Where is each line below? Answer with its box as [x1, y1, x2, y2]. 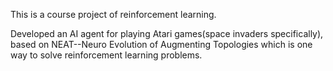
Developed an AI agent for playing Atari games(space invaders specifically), [10, 28, 324, 39]
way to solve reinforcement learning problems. [10, 49, 203, 61]
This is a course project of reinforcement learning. [10, 9, 217, 20]
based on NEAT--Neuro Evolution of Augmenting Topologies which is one [10, 39, 313, 50]
